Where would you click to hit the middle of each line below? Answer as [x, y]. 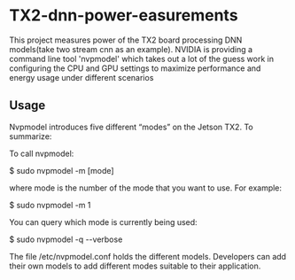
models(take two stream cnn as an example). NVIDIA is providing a [131, 49]
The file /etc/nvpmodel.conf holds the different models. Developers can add [147, 256]
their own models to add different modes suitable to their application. [135, 266]
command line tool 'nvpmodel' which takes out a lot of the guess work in [142, 58]
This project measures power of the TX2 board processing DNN [126, 40]
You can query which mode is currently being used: [103, 222]
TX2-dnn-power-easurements [124, 16]
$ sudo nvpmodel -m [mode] [62, 170]
